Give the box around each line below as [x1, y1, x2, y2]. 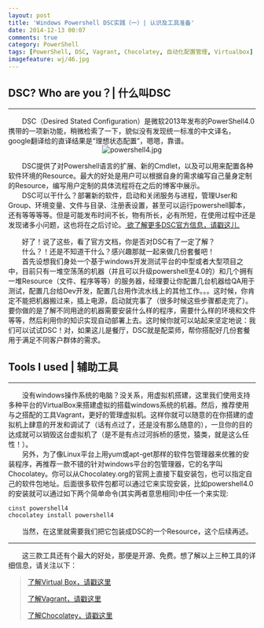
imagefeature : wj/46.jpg [8, 56, 90, 64]
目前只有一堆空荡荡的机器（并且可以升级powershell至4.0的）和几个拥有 [21, 266, 254, 275]
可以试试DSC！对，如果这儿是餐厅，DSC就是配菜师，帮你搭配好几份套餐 [14, 325, 251, 334]
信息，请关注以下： [14, 560, 77, 571]
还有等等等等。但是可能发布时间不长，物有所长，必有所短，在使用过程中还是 [8, 210, 256, 220]
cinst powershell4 [8, 504, 68, 512]
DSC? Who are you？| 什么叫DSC [8, 87, 171, 100]
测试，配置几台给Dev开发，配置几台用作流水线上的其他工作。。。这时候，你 [8, 286, 248, 295]
